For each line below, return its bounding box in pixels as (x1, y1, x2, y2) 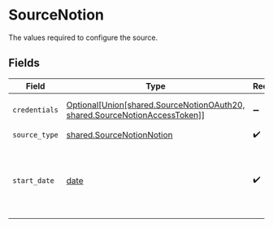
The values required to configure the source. (8, 33, 158, 42)
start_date (12, 176, 54, 185)
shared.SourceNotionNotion (66, 129, 173, 141)
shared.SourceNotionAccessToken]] (66, 109, 206, 120)
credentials (12, 105, 59, 115)
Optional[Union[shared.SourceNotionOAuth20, (66, 99, 245, 111)
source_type (12, 130, 59, 140)
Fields (8, 56, 41, 70)
